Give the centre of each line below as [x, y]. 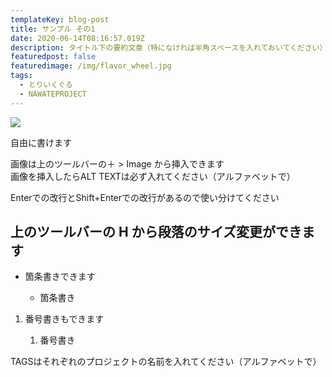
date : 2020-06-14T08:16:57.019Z [77, 38]
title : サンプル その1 [53, 29]
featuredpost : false [53, 57]
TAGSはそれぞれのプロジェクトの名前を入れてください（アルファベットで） [166, 362]
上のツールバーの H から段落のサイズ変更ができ [156, 232]
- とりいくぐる [46, 85]
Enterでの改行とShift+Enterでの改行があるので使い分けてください [145, 197]
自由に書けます [41, 142]
